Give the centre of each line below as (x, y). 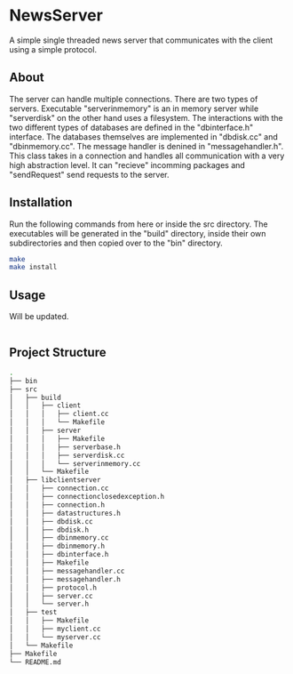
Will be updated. (39, 317)
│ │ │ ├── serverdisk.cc (67, 455)
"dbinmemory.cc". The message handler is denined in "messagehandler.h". (146, 146)
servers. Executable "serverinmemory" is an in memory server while (134, 108)
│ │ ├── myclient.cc (55, 629)
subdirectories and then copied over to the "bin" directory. (116, 243)
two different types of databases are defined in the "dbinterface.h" (131, 127)
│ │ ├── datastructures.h (65, 513)
